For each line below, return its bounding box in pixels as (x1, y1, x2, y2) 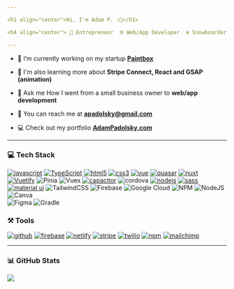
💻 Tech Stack (7, 150, 56, 160)
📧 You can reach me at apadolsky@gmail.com (17, 109, 153, 118)
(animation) (17, 75, 52, 84)
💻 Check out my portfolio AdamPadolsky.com (17, 123, 153, 132)
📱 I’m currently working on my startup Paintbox (17, 54, 154, 63)
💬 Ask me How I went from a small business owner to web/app (17, 88, 198, 97)
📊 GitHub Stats (7, 256, 61, 265)
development (17, 95, 57, 104)
